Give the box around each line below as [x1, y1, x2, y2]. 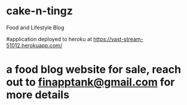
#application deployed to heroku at [6, 35, 93, 42]
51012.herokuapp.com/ [6, 42, 63, 49]
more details [6, 88, 70, 102]
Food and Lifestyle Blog [6, 24, 65, 31]
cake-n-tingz [6, 4, 73, 18]
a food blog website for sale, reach [6, 63, 182, 76]
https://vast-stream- [93, 35, 143, 42]
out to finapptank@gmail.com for [6, 76, 175, 89]
